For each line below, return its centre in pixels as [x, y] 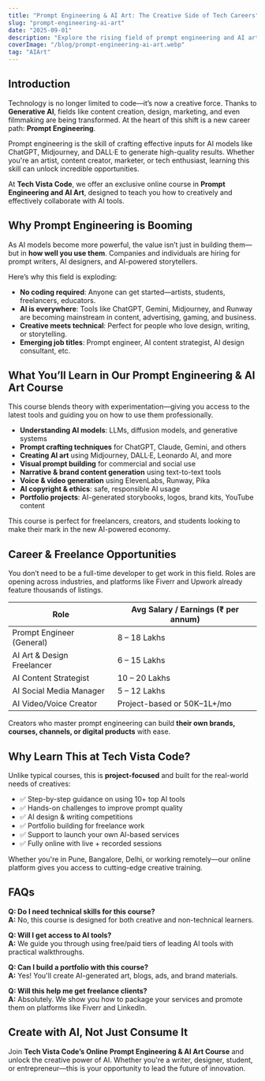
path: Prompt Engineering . [52, 128]
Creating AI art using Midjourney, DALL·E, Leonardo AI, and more [126, 455]
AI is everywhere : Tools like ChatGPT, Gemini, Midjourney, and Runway [136, 309]
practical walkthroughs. [47, 952]
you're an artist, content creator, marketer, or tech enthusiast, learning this [129, 160]
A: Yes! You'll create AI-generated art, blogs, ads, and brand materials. [123, 975]
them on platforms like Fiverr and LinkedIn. [78, 1008]
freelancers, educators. [58, 300]
